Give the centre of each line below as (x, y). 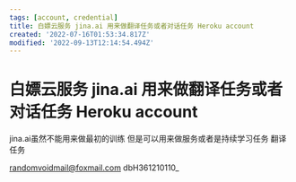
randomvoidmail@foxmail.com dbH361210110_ (94, 168)
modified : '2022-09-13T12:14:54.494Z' (82, 43)
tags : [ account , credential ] (64, 17)
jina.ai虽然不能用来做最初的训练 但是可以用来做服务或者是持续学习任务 (139, 139)
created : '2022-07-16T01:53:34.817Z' (80, 34)
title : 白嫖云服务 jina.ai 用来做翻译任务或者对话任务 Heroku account (131, 26)
